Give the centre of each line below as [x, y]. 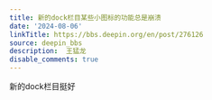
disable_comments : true [54, 59]
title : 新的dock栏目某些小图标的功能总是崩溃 [86, 18]
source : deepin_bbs [46, 43]
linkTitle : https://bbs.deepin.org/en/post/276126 [106, 34]
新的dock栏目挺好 [42, 86]
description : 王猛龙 [48, 51]
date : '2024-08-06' [46, 26]
